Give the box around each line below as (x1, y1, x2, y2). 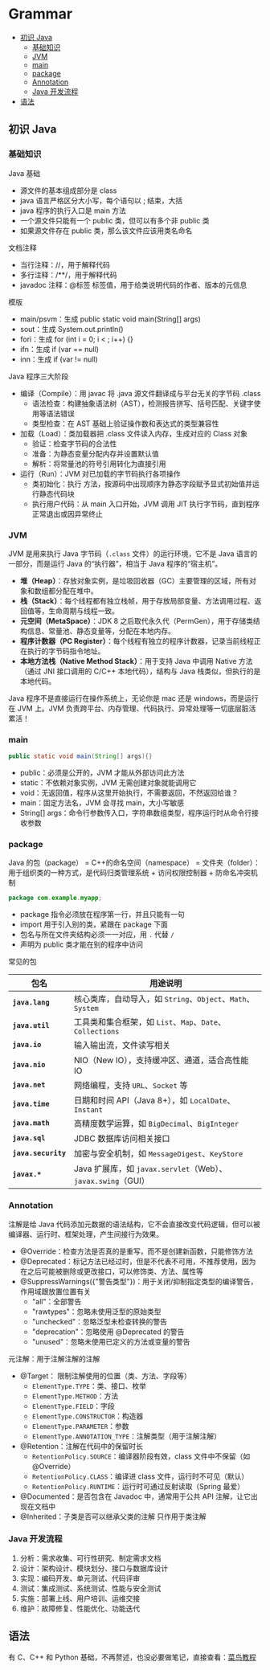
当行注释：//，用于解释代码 (19, 260, 110, 269)
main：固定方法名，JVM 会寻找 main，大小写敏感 (19, 798, 185, 808)
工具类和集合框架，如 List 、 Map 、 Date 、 (73, 1017, 227, 1028)
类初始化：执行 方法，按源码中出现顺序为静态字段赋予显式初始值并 (31, 479, 253, 489)
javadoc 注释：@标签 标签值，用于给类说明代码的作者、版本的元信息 (19, 280, 247, 289)
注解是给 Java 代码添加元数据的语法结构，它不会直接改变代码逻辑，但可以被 (8, 1219, 261, 1229)
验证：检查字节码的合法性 (31, 439, 117, 448)
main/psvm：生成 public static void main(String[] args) (19, 314, 201, 324)
